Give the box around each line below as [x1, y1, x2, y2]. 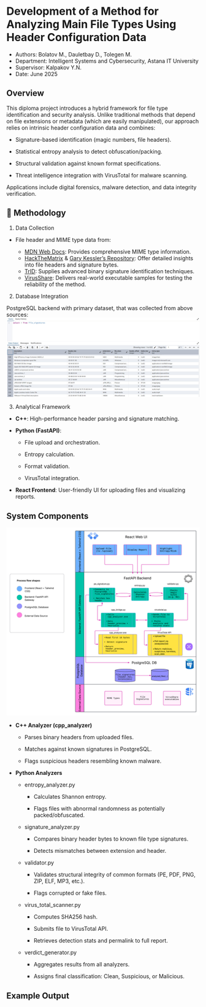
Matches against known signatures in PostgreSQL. [24, 745, 152, 753]
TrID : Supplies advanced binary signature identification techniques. [24, 267, 195, 274]
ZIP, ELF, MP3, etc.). [33, 877, 85, 885]
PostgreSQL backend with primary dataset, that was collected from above [6, 304, 193, 311]
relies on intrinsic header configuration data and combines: [6, 124, 156, 131]
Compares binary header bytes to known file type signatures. [33, 835, 189, 842]
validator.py [24, 859, 54, 866]
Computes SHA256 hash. [33, 913, 98, 920]
